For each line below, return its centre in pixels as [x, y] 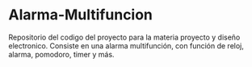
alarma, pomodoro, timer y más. [61, 54]
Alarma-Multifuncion [81, 15]
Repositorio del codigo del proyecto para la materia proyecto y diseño [124, 37]
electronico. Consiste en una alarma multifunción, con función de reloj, [126, 45]
